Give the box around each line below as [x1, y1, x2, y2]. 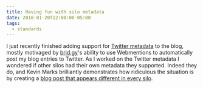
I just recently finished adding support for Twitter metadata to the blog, [6, 42, 184, 50]
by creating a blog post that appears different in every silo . [6, 75, 153, 82]
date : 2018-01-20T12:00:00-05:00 [6, 15, 91, 21]
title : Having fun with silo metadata [6, 8, 105, 15]
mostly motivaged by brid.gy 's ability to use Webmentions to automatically [6, 49, 193, 56]
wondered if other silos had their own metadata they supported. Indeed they [6, 62, 198, 69]
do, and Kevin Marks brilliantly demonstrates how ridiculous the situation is [6, 68, 194, 76]
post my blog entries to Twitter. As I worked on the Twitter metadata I [6, 55, 179, 63]
